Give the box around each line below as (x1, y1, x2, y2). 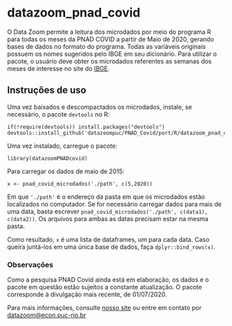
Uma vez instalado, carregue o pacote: (7, 142, 118, 150)
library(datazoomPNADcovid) (7, 155, 88, 162)
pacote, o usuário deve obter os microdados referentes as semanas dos (7, 57, 212, 65)
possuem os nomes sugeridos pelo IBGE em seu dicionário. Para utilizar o (7, 50, 217, 58)
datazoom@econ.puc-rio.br (7, 311, 86, 319)
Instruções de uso (7, 84, 86, 96)
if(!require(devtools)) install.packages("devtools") (7, 123, 166, 131)
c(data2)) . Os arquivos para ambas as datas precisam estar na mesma (7, 214, 209, 222)
